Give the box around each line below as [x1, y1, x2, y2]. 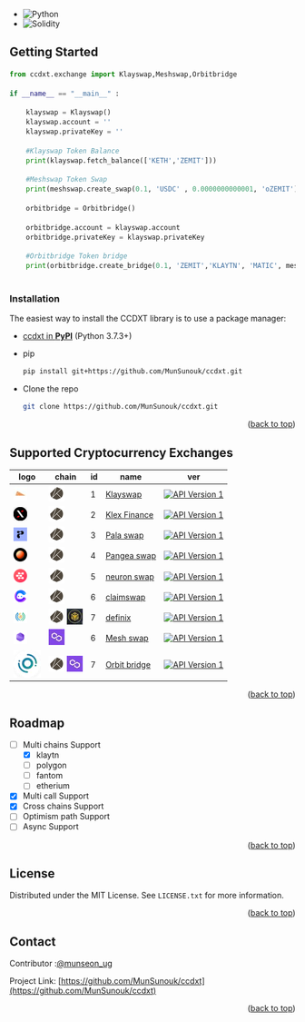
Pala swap [105, 530, 144, 541]
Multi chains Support [22, 739, 102, 749]
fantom [35, 770, 64, 781]
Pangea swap [105, 551, 157, 561]
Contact [9, 934, 56, 949]
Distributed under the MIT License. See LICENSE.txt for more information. [9, 890, 284, 901]
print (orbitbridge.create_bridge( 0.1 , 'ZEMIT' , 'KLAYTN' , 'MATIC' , [25, 262, 282, 271]
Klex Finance [105, 509, 154, 520]
